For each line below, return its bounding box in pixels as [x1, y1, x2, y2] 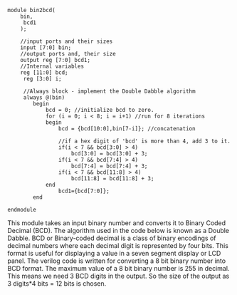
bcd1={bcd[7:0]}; [58, 187, 110, 195]
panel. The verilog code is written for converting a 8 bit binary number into [7, 257, 226, 265]
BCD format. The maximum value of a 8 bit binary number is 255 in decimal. [7, 264, 230, 272]
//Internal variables [20, 63, 84, 70]
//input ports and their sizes [20, 38, 113, 45]
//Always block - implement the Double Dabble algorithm [23, 88, 196, 95]
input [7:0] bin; [20, 44, 72, 51]
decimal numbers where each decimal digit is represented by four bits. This [7, 242, 229, 249]
